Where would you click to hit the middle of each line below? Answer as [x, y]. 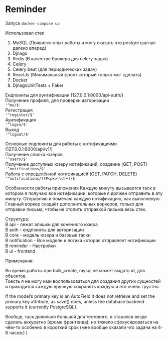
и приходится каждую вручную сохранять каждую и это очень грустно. [82, 286]
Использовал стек [25, 33]
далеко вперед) [29, 48]
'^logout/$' [18, 134]
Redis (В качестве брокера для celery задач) [60, 58]
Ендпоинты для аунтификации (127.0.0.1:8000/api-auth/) [64, 95]
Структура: [17, 219]
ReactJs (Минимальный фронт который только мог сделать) [77, 74]
